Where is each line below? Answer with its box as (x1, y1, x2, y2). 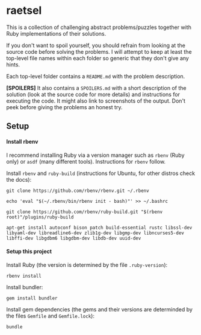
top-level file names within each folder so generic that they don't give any (6, 54, 190, 62)
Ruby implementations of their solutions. (6, 30, 107, 37)
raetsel (6, 4, 42, 18)
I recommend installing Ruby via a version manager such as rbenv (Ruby (6, 152, 185, 159)
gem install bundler (6, 295, 58, 301)
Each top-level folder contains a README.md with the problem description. (6, 72, 185, 80)
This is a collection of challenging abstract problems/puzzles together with (6, 24, 191, 31)
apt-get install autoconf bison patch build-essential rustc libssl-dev (6, 225, 193, 231)
